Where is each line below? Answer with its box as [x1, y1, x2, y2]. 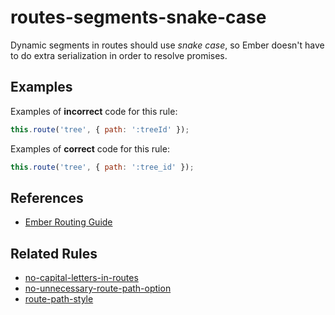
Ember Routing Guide [24, 216, 113, 228]
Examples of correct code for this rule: [10, 142, 170, 155]
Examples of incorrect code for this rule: [10, 105, 178, 117]
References [10, 189, 84, 206]
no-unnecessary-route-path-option [24, 282, 172, 295]
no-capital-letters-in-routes [24, 272, 139, 284]
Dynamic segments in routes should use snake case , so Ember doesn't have [10, 39, 325, 51]
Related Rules [10, 245, 98, 262]
